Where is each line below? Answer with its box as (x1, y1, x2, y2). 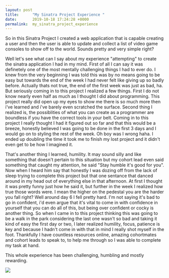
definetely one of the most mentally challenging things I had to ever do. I (5, 67, 156, 73)
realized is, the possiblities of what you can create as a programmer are (5, 109, 154, 116)
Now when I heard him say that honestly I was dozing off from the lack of (5, 168, 157, 174)
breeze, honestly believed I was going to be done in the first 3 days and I (5, 126, 156, 132)
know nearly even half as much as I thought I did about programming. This (5, 93, 160, 99)
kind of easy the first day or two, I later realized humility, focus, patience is (5, 221, 160, 227)
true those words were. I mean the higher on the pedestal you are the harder (5, 189, 164, 195)
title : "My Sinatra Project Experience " (5, 12, 105, 17)
